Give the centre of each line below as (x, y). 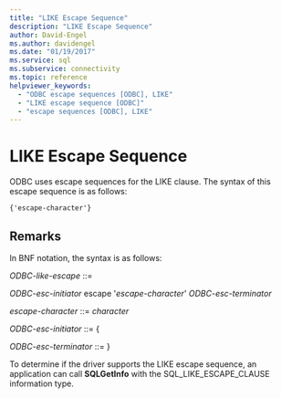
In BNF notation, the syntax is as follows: (86, 258)
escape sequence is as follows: (68, 192)
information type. (42, 383)
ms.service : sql (40, 60)
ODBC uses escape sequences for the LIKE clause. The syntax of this (140, 182)
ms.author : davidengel (52, 43)
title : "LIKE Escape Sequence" (69, 18)
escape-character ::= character (69, 311)
